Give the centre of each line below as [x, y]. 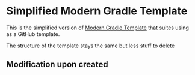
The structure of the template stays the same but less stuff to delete [91, 46]
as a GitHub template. [33, 34]
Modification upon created [57, 64]
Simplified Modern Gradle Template [97, 11]
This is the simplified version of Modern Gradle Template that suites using [98, 28]
